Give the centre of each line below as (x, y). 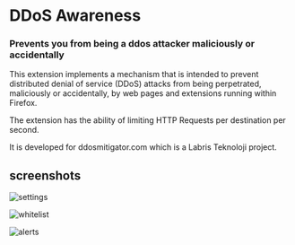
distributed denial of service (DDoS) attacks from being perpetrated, (135, 84)
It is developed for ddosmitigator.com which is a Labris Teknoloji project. (143, 147)
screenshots (45, 175)
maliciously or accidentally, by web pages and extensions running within (143, 93)
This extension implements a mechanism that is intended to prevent (134, 74)
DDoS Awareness (75, 16)
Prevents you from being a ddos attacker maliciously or (132, 44)
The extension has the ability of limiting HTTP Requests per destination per (148, 120)
